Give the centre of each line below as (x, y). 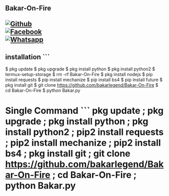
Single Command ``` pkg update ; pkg (84, 111)
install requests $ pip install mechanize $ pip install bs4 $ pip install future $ (84, 80)
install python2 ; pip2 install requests (84, 132)
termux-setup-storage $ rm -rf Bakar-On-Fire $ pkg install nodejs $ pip (79, 75)
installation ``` (28, 57)
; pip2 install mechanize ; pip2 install (83, 143)
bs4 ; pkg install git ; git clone (68, 154)
